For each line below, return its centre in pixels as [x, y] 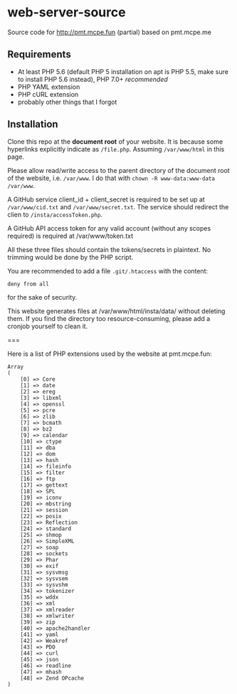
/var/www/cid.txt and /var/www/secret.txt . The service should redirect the [118, 206]
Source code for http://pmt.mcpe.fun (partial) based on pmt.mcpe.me [110, 32]
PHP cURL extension [48, 94]
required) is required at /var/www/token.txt [70, 236]
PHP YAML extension [49, 87]
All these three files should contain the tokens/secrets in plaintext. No [109, 249]
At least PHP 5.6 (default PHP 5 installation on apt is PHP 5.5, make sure [123, 71]
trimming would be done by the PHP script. [70, 257]
